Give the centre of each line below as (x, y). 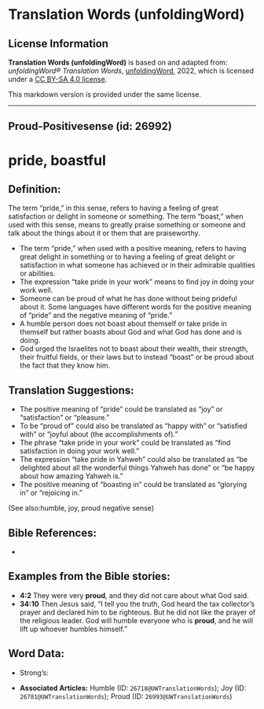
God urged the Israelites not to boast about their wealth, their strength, (134, 349)
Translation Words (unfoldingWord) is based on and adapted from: (118, 62)
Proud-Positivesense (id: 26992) (90, 126)
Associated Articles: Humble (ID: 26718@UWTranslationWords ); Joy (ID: (133, 688)
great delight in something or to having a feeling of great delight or (127, 257)
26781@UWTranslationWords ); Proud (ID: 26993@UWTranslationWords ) (126, 696)
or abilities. (37, 274)
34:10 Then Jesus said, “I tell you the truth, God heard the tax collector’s (137, 604)
